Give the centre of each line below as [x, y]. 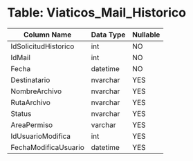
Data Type [108, 35]
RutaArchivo [30, 102]
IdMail [21, 57]
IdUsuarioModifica [41, 136]
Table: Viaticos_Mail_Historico [97, 13]
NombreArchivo [36, 91]
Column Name [47, 35]
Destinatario [30, 79]
